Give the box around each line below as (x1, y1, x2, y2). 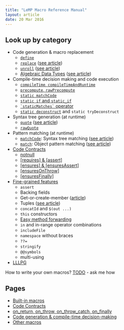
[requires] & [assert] (20, 157, 62, 163)
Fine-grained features (12, 179, 58, 185)
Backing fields (20, 189, 50, 195)
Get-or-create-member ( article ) (20, 195, 86, 201)
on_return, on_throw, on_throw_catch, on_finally (12, 308, 112, 314)
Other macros (12, 319, 42, 325)
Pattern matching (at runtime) (12, 130, 74, 136)
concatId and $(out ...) (20, 206, 72, 212)
